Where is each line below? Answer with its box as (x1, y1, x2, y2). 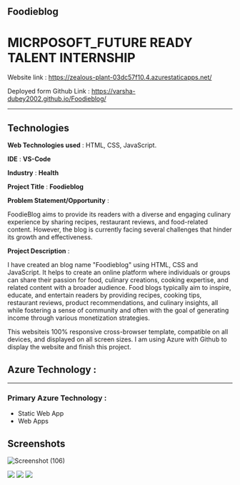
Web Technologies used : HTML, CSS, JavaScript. (7, 141, 157, 149)
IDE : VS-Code (7, 155, 51, 164)
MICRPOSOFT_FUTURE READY (7, 34, 193, 51)
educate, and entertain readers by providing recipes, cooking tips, (7, 291, 202, 299)
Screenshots (7, 437, 66, 449)
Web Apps (17, 417, 49, 426)
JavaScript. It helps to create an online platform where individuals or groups (7, 268, 231, 277)
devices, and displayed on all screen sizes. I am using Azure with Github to (7, 335, 227, 344)
